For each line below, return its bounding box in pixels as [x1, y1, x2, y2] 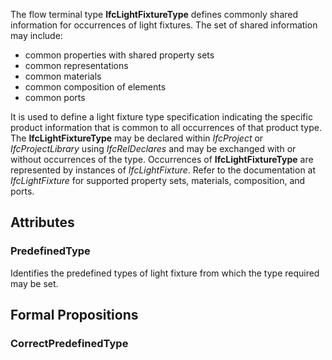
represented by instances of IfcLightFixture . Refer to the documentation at [10, 164, 317, 176]
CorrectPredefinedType [10, 337, 129, 350]
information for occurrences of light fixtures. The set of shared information [10, 19, 318, 31]
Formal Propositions [10, 307, 139, 324]
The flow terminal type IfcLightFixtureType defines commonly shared [10, 9, 299, 20]
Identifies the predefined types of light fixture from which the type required [10, 267, 320, 279]
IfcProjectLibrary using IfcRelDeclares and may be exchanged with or [10, 143, 297, 154]
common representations [24, 60, 129, 71]
